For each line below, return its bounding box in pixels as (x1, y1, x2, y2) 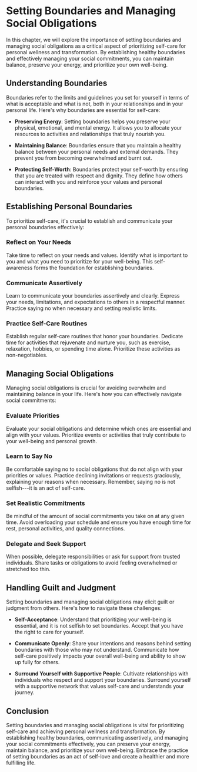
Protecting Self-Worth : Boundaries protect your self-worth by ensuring (14, 166, 188, 173)
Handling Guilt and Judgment (6, 582, 116, 593)
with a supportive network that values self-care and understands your (14, 682, 184, 690)
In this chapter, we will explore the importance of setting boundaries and (6, 36, 182, 43)
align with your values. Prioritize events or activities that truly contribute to (6, 431, 186, 438)
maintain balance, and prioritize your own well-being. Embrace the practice (6, 747, 189, 754)
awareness (6, 264, 33, 271)
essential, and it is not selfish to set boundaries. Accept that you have (14, 622, 183, 629)
